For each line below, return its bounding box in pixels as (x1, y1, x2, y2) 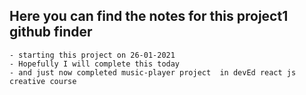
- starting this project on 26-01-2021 (9, 50, 176, 60)
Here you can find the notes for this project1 (9, 8, 289, 25)
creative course (9, 76, 77, 86)
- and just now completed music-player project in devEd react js (9, 67, 297, 78)
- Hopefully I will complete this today (9, 59, 181, 69)
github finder (9, 24, 93, 41)
